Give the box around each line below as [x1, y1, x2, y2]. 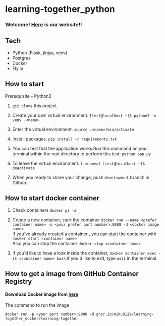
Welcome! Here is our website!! [5, 21, 83, 28]
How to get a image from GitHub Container [5, 269, 139, 278]
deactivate [12, 165, 35, 171]
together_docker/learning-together [5, 316, 79, 321]
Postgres [12, 55, 31, 61]
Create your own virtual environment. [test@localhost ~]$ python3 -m [12, 112, 157, 118]
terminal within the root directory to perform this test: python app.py [12, 150, 151, 157]
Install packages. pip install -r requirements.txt [12, 135, 117, 142]
